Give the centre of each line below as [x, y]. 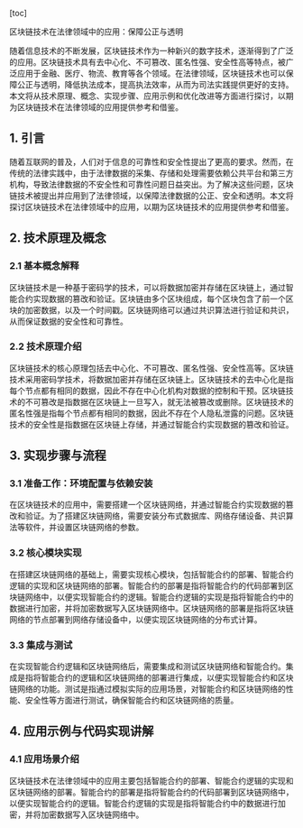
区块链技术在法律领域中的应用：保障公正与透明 [96, 32]
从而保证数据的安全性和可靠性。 [69, 321]
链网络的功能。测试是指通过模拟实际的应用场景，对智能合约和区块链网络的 [147, 689]
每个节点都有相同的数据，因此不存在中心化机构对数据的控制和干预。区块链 [147, 391]
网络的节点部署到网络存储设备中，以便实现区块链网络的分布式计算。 [136, 619]
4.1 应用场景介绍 [44, 759]
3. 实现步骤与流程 [58, 456]
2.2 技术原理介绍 [46, 346]
